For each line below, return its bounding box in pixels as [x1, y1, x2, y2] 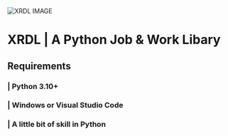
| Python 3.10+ [7, 81, 59, 91]
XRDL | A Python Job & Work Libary [7, 32, 221, 48]
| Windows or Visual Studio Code [7, 100, 124, 110]
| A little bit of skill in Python [7, 120, 107, 130]
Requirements [7, 60, 71, 72]
